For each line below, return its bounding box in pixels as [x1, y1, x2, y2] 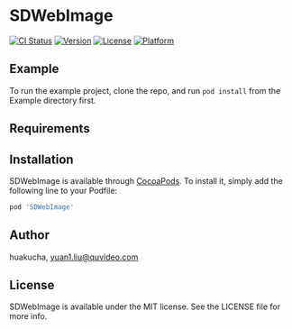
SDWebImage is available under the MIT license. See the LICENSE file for [9, 301, 281, 312]
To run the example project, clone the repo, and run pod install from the [9, 85, 281, 96]
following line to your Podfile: [9, 185, 118, 196]
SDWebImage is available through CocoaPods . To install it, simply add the [9, 175, 284, 186]
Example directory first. [9, 95, 96, 105]
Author [9, 227, 50, 243]
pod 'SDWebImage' [9, 202, 75, 212]
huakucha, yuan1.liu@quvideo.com [9, 251, 139, 262]
